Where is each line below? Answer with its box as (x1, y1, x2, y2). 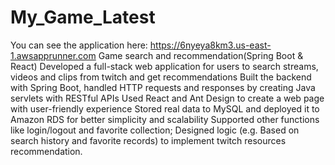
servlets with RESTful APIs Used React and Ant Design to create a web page (10, 92, 325, 104)
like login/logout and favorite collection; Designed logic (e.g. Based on (10, 124, 300, 136)
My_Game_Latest (10, 6, 156, 29)
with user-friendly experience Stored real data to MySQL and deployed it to (10, 102, 320, 115)
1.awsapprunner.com (10, 49, 97, 61)
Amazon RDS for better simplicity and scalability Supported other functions (10, 113, 320, 125)
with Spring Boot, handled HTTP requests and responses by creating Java (10, 81, 316, 93)
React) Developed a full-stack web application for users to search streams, (10, 60, 319, 72)
